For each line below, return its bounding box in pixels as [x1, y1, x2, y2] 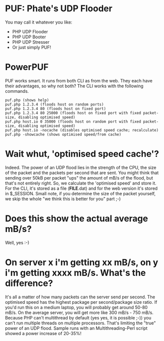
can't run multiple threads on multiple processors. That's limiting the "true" [5, 320, 156, 326]
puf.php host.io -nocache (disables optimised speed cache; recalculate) [5, 128, 159, 132]
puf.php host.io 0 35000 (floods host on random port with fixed [5, 119, 141, 124]
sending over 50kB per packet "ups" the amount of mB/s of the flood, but [5, 175, 153, 181]
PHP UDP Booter [12, 34, 47, 40]
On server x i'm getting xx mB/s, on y [5, 257, 158, 268]
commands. [5, 88, 29, 94]
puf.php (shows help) [5, 98, 49, 103]
